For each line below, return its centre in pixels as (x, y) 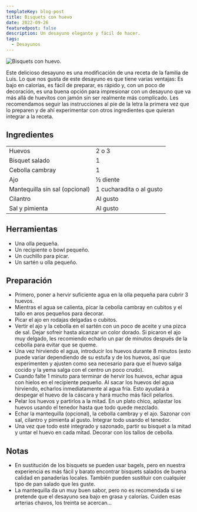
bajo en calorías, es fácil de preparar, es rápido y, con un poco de (86, 85)
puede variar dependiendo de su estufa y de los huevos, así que (92, 358)
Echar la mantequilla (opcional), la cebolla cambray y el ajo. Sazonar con (103, 414)
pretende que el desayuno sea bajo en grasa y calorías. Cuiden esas (98, 497)
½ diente (108, 179)
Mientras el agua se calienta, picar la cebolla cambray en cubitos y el (98, 308)
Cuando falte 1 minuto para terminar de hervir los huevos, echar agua (98, 376)
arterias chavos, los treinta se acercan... (63, 503)
